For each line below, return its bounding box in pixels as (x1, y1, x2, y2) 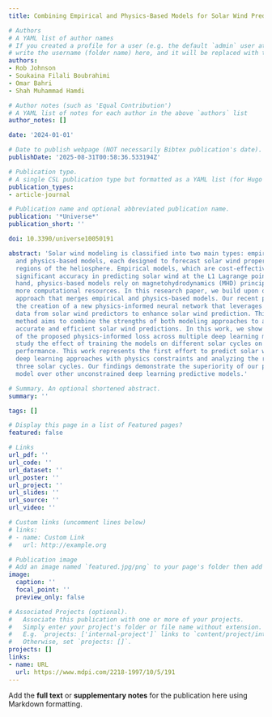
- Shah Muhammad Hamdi (8, 87, 85, 95)
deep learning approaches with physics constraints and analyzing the (15, 355, 259, 363)
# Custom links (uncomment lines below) (8, 519, 147, 527)
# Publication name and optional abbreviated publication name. (8, 205, 230, 213)
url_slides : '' (8, 489, 60, 497)
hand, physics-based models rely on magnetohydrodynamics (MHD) (15, 280, 237, 288)
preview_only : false (15, 593, 85, 601)
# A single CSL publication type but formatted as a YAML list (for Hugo (8, 175, 263, 183)
